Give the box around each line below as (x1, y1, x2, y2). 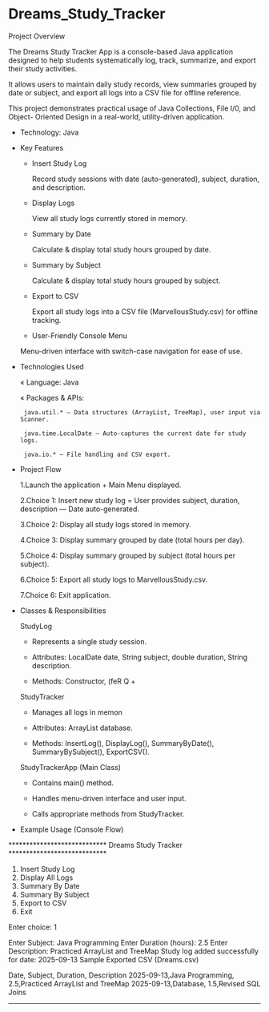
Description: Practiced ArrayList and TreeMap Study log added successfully (8, 946, 259, 956)
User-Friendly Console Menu (31, 330, 128, 341)
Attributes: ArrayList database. (31, 723, 134, 732)
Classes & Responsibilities (19, 606, 106, 615)
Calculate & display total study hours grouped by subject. (31, 276, 221, 285)
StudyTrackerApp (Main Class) (19, 762, 122, 772)
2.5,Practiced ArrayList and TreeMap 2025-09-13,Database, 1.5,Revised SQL (8, 978, 261, 988)
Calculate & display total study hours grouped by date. (31, 244, 211, 254)
